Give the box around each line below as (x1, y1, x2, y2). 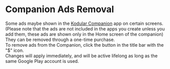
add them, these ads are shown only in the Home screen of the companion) (5, 31, 164, 37)
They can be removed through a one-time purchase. (5, 37, 116, 43)
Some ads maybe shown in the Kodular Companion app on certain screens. (5, 20, 164, 26)
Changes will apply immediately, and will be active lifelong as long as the (5, 52, 158, 59)
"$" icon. (5, 47, 24, 53)
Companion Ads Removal (5, 4, 115, 15)
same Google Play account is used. (5, 58, 79, 64)
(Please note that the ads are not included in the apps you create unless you (5, 25, 165, 31)
